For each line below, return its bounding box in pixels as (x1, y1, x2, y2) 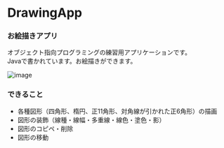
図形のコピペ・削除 (17, 124, 74, 133)
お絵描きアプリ (7, 31, 58, 41)
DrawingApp (7, 5, 83, 21)
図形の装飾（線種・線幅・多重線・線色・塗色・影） (17, 115, 166, 124)
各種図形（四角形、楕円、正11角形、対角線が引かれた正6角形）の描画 (17, 107, 218, 115)
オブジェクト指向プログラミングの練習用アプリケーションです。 (7, 48, 192, 57)
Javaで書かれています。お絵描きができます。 (7, 57, 137, 66)
